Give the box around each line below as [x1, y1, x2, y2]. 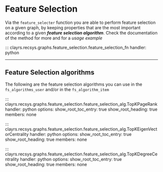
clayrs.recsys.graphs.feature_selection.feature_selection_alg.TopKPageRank [5, 101, 158, 107]
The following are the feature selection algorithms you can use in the [5, 81, 142, 87]
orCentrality [5, 131, 29, 137]
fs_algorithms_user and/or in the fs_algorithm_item [5, 86, 109, 92]
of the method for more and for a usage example [5, 35, 103, 41]
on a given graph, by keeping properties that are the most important [5, 24, 141, 30]
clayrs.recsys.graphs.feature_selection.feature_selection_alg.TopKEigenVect [5, 126, 158, 132]
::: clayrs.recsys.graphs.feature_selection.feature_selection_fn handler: [5, 44, 147, 50]
